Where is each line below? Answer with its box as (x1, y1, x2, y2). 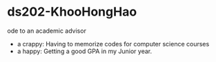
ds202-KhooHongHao (7, 4, 137, 20)
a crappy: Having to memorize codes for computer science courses (17, 40, 210, 48)
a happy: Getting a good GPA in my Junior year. (17, 47, 153, 55)
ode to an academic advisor (7, 27, 86, 35)
